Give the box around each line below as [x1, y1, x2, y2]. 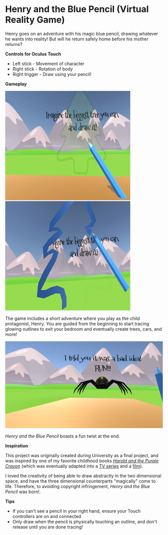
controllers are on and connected [12, 513, 81, 519]
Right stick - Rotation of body [12, 66, 73, 72]
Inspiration [5, 443, 28, 449]
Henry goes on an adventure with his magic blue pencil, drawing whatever [5, 30, 158, 36]
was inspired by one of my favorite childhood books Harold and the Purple [5, 458, 159, 464]
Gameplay [5, 81, 27, 87]
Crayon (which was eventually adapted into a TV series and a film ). [5, 463, 143, 469]
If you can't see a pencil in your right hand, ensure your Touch [12, 508, 141, 514]
